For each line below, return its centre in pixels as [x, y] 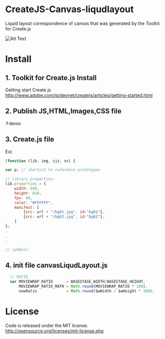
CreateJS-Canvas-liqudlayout [70, 9]
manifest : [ [27, 207]
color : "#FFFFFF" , [34, 203]
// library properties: [30, 179]
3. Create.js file [30, 140]
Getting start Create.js [28, 90]
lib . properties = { [26, 184]
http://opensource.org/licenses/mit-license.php [54, 331]
